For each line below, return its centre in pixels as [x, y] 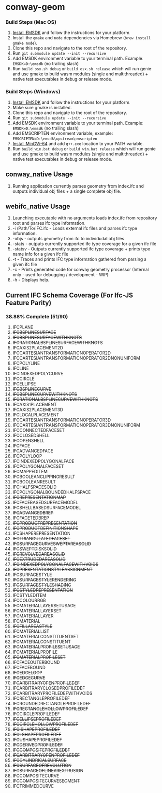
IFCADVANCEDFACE [33, 451]
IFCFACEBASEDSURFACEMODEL [45, 503]
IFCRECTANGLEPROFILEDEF [41, 698]
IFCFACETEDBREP [31, 518]
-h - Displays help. [31, 280]
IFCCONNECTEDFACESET [38, 430]
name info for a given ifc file [40, 254]
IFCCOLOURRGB [29, 600]
